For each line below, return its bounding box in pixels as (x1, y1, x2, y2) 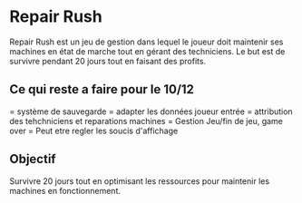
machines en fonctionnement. (9, 185, 121, 196)
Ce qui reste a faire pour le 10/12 (9, 82, 195, 97)
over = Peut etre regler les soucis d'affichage (9, 125, 179, 136)
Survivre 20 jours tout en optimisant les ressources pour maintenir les (9, 175, 270, 187)
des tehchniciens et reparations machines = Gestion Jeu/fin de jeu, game (9, 115, 284, 126)
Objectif (9, 151, 56, 167)
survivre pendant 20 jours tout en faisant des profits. (9, 55, 207, 66)
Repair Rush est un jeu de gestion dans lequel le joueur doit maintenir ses (9, 36, 284, 47)
